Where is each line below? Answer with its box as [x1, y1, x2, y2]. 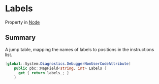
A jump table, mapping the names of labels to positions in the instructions [5, 46, 154, 52]
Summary [5, 33, 36, 42]
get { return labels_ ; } [18, 70, 69, 75]
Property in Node [5, 19, 40, 25]
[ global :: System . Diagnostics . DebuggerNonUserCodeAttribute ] [5, 61, 131, 66]
